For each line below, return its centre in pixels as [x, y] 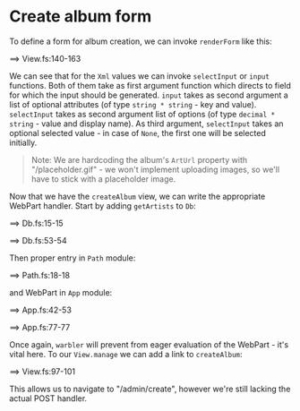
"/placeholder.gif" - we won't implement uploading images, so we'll [155, 169]
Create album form [81, 17]
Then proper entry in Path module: [73, 258]
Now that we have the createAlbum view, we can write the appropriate [137, 196]
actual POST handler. [48, 398]
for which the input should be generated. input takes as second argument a [149, 95]
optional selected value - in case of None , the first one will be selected [138, 133]
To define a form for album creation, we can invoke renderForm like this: [141, 41]
